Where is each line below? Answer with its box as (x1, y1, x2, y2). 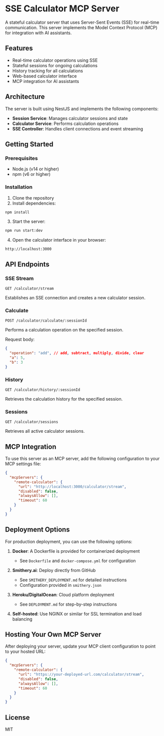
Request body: (5, 336, 35, 342)
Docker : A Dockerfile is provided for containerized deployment (12, 548, 140, 554)
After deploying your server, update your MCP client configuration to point (5, 643, 156, 650)
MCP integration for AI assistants (12, 78, 79, 84)
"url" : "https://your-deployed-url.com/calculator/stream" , (18, 672, 144, 677)
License (5, 713, 30, 722)
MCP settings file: (5, 461, 41, 467)
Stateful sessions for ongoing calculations (12, 62, 98, 68)
